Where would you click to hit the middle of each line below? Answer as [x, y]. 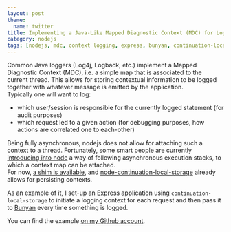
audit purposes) [40, 115]
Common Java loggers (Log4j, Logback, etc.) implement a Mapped [102, 65]
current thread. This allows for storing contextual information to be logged [112, 80]
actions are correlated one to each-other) [76, 129]
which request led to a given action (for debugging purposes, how [111, 122]
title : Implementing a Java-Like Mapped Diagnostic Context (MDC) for [110, 33]
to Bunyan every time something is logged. [68, 208]
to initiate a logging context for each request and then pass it [135, 200]
